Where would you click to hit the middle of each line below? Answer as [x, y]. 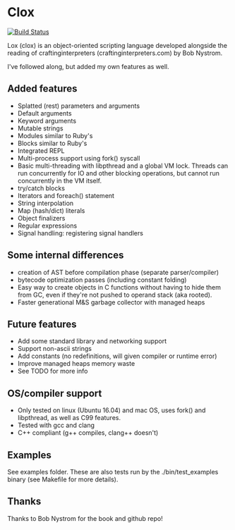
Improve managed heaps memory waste [76, 364]
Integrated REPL [41, 150]
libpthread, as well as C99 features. [69, 418]
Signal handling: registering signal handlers [80, 233]
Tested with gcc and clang [56, 425]
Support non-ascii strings [54, 349]
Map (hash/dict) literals [51, 210]
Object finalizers [41, 218]
